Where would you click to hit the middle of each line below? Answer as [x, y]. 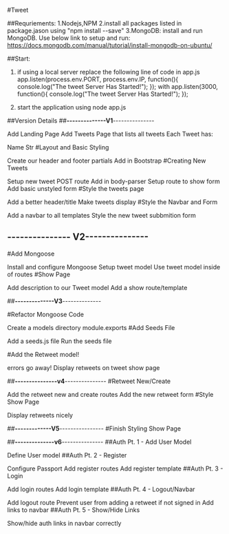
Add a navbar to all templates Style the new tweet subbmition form [101, 215]
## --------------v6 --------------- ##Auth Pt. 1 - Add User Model [99, 442]
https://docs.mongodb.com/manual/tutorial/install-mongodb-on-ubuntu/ [110, 45]
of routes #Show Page [39, 274]
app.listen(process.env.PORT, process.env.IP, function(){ [98, 79]
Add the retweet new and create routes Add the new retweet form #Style [110, 394]
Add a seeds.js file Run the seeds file [59, 341]
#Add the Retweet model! [43, 354]
